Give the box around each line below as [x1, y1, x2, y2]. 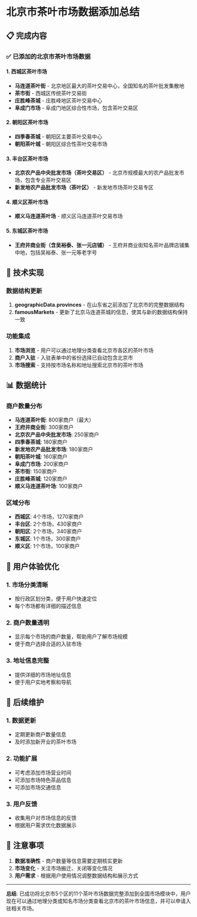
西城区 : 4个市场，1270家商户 [14, 513, 84, 520]
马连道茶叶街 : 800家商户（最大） [14, 416, 95, 424]
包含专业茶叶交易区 [25, 177, 72, 184]
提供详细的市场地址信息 [14, 671, 72, 678]
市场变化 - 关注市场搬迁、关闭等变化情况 [14, 865, 113, 872]
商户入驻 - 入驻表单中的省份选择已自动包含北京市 [14, 354, 134, 361]
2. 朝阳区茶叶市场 [6, 119, 49, 126]
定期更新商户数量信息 [14, 731, 66, 738]
